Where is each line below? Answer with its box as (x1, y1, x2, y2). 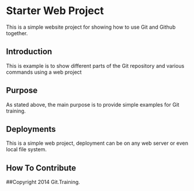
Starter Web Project (6, 4, 104, 18)
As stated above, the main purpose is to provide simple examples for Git (6, 101, 179, 108)
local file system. (6, 146, 47, 153)
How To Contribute (6, 163, 77, 173)
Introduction (6, 47, 53, 57)
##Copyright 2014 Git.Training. (6, 179, 81, 186)
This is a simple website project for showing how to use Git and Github (6, 23, 176, 30)
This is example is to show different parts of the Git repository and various (6, 62, 185, 69)
